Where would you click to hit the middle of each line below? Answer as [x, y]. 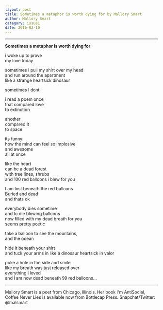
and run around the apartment [35, 75]
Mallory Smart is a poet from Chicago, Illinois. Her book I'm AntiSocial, [75, 292]
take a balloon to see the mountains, [41, 234]
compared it [17, 124]
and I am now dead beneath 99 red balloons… [51, 278]
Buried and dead [22, 194]
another [13, 119]
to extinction [17, 109]
